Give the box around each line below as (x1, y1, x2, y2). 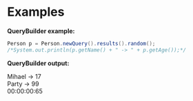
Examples (7, 4, 65, 20)
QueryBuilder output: (7, 59, 70, 67)
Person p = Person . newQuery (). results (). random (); (7, 40, 156, 47)
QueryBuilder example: (7, 27, 75, 35)
